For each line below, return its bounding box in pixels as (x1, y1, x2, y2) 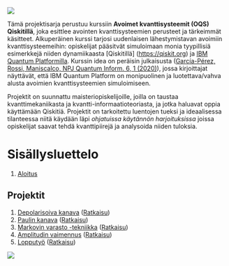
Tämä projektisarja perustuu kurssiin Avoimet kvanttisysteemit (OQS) (7, 20, 209, 28)
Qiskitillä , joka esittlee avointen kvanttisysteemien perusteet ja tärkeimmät (7, 27, 221, 36)
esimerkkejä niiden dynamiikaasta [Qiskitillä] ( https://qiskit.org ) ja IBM (7, 49, 208, 58)
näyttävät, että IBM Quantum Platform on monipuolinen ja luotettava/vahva (7, 72, 221, 79)
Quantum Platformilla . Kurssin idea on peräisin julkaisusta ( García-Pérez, (7, 57, 216, 65)
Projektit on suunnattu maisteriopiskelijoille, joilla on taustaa (7, 93, 179, 100)
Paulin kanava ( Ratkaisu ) (17, 215, 89, 224)
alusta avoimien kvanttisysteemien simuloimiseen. (7, 79, 152, 87)
